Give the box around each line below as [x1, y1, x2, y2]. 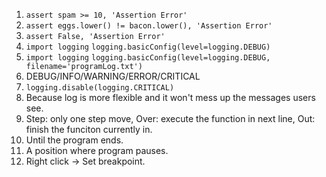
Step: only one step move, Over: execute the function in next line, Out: [25, 113, 316, 124]
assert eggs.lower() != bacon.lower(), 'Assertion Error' [25, 21, 273, 31]
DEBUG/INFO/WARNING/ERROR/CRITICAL [25, 70, 201, 82]
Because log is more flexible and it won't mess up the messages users [25, 92, 316, 103]
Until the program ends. [25, 134, 124, 146]
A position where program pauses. [25, 145, 169, 156]
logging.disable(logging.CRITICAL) [25, 83, 175, 93]
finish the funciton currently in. [25, 124, 153, 135]
